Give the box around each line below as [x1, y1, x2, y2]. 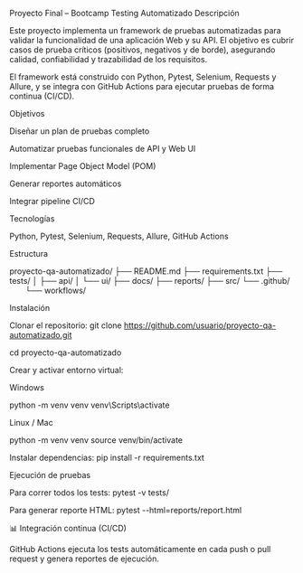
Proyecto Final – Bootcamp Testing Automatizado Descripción [9, 8, 240, 18]
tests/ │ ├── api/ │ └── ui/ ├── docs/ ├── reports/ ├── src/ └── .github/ [9, 276, 290, 286]
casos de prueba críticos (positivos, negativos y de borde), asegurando [9, 44, 276, 55]
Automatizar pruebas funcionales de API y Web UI [9, 144, 196, 154]
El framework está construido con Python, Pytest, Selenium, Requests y [9, 71, 277, 82]
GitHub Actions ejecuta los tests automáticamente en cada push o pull [9, 544, 271, 554]
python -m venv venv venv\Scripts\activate [9, 399, 170, 410]
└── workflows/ [25, 285, 87, 296]
